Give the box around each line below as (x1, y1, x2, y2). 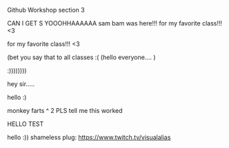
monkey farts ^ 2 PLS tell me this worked (7, 107, 123, 114)
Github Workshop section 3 (7, 6, 85, 14)
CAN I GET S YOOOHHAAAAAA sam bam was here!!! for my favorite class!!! (7, 19, 223, 27)
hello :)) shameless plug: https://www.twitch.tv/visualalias (7, 134, 171, 141)
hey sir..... (7, 80, 35, 88)
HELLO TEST (7, 120, 44, 128)
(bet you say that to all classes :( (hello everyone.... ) (7, 53, 156, 61)
